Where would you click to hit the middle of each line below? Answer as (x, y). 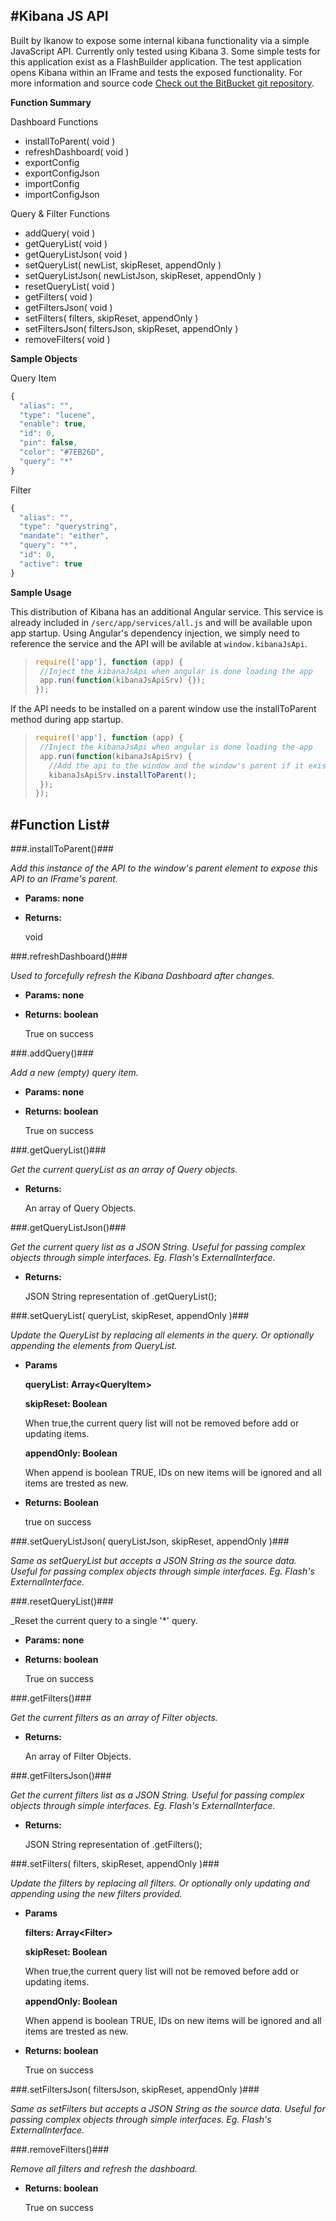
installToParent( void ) (70, 141)
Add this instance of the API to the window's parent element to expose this (164, 868)
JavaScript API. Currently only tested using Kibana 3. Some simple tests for (165, 51)
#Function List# (60, 824)
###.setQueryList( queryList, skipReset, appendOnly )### (130, 1316)
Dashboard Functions (54, 121)
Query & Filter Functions (60, 213)
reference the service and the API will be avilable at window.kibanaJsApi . (159, 643)
